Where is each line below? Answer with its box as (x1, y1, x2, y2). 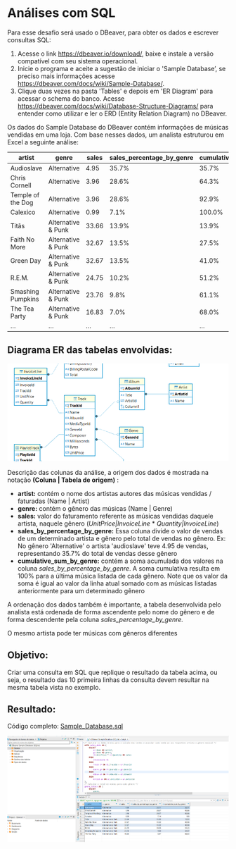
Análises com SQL (7, 5, 116, 21)
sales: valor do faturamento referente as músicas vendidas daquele (17, 512, 214, 520)
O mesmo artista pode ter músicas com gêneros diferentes (7, 628, 178, 637)
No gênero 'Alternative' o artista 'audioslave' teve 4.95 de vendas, (17, 541, 209, 550)
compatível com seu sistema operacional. (17, 56, 138, 65)
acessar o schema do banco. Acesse (17, 94, 125, 103)
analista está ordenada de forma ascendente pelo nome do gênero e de (7, 607, 215, 616)
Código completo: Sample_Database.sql (7, 722, 124, 731)
